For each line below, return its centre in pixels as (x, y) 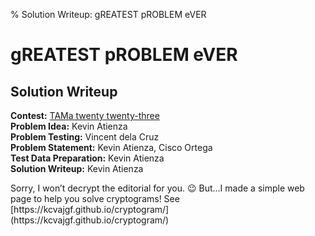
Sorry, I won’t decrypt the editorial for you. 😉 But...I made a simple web (157, 188)
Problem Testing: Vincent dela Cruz (85, 137)
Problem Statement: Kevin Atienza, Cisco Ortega (111, 147)
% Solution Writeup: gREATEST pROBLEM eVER (108, 14)
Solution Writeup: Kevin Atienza (77, 168)
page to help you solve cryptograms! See (95, 198)
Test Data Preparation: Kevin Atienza (87, 158)
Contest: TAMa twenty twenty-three (85, 115)
